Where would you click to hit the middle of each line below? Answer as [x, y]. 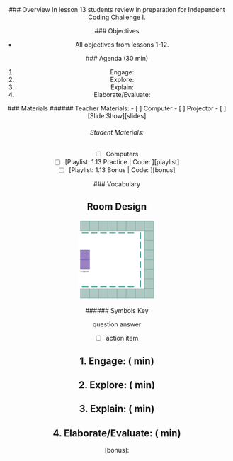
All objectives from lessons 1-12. [122, 45]
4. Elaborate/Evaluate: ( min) [117, 433]
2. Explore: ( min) [117, 385]
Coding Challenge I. [117, 17]
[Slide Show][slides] [117, 116]
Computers [122, 154]
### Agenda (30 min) [117, 58]
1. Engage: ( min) [117, 361]
